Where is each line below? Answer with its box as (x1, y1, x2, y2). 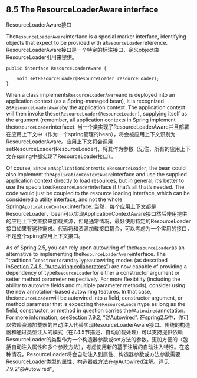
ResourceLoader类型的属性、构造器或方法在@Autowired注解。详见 (6, 358, 169, 365)
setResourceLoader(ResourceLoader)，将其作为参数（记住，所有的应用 (6, 145, 180, 152)
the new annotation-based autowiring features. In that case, (6, 288, 152, 295)
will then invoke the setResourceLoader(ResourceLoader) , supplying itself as (6, 110, 188, 117)
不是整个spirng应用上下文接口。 (6, 232, 84, 239)
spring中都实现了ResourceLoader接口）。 (16, 153, 116, 160)
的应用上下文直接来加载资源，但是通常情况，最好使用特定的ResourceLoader (6, 218, 191, 225)
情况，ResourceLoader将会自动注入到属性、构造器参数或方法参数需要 (11, 350, 181, 357)
